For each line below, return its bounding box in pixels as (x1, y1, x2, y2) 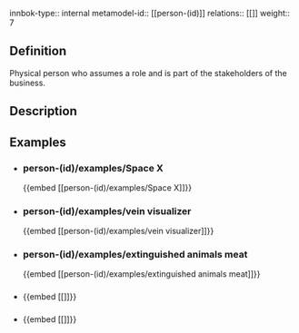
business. (9, 77, 45, 88)
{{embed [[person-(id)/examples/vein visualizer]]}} (22, 226, 214, 237)
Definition (9, 44, 66, 59)
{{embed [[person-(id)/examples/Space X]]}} (22, 181, 193, 193)
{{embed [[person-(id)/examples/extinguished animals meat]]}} (22, 269, 261, 279)
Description (9, 103, 77, 119)
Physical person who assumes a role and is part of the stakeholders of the (9, 67, 288, 78)
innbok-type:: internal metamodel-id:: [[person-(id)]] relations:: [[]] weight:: (9, 8, 291, 18)
